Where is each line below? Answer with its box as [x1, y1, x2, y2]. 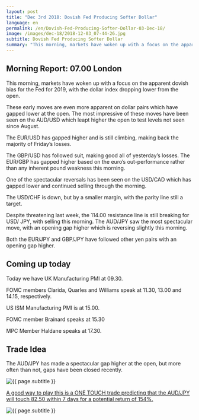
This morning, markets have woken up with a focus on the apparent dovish [6, 79, 188, 87]
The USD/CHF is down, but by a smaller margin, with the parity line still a [6, 193, 184, 201]
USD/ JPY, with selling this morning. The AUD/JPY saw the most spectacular [6, 218, 193, 225]
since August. [6, 122, 40, 129]
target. [6, 200, 23, 207]
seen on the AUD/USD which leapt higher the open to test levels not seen [6, 116, 185, 123]
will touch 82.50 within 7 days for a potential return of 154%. [6, 396, 153, 403]
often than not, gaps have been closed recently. [6, 366, 123, 374]
